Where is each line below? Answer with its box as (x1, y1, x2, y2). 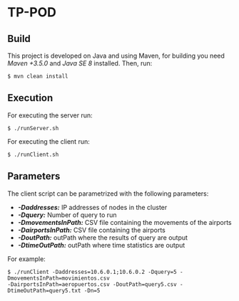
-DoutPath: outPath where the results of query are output (17, 233, 188, 242)
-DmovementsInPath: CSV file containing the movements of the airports (17, 218, 232, 226)
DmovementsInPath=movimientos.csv (7, 275, 111, 282)
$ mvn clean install (7, 73, 69, 80)
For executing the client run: (7, 137, 91, 146)
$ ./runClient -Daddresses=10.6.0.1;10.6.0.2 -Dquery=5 (7, 268, 177, 275)
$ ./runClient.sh (7, 151, 59, 158)
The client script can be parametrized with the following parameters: (7, 189, 209, 198)
